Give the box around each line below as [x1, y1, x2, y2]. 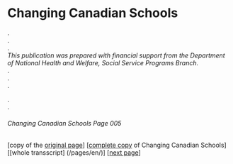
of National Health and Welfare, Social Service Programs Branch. [7, 58, 199, 67]
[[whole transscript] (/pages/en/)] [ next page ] [7, 148, 142, 157]
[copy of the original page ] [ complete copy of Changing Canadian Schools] [7, 141, 227, 150]
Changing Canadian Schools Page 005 [7, 119, 122, 127]
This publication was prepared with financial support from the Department [7, 51, 225, 60]
